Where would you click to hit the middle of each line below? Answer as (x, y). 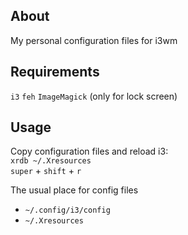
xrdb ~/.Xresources (51, 161)
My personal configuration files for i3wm (94, 40)
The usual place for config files (74, 190)
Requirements (55, 72)
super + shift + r (46, 171)
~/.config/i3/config (67, 210)
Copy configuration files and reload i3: (89, 151)
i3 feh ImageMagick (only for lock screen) (94, 96)
